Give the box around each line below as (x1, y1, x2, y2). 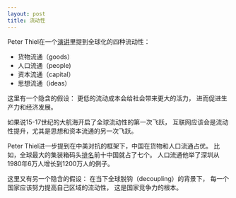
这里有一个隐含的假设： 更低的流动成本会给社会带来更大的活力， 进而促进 (7, 93, 221, 103)
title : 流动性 (7, 17, 46, 24)
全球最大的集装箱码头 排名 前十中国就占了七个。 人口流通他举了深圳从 (19, 150, 220, 159)
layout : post (7, 10, 46, 18)
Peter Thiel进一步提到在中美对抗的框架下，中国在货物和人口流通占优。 (7, 141, 213, 150)
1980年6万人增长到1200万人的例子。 (7, 159, 114, 168)
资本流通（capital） (17, 70, 75, 78)
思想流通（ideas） (17, 78, 71, 87)
